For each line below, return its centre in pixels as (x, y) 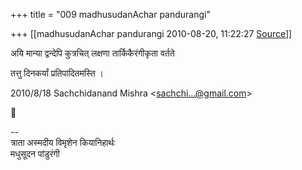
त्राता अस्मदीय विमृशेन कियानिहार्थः (63, 142)
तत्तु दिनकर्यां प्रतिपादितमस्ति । (57, 73)
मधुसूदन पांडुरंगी (35, 153)
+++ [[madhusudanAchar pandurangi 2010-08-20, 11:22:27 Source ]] (151, 33)
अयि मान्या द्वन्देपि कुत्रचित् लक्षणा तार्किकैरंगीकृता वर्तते (92, 53)
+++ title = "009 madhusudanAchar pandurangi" (110, 14)
